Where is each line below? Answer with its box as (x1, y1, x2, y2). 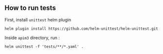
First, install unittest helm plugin (4, 17, 71, 22)
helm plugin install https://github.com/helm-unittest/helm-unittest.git (4, 26, 159, 31)
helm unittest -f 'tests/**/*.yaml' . (4, 44, 84, 49)
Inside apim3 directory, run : (4, 35, 60, 40)
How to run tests (4, 4, 56, 12)
